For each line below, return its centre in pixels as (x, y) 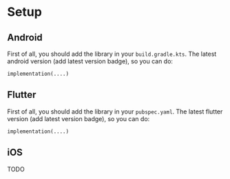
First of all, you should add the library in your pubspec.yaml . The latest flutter (115, 112)
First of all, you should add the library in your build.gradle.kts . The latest (112, 54)
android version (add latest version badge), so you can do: (90, 61)
